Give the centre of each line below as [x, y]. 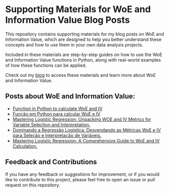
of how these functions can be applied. [46, 65]
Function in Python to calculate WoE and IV [57, 108]
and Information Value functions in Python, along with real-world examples [83, 60]
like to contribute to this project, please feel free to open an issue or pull [80, 179]
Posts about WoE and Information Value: [70, 96]
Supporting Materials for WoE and [78, 9]
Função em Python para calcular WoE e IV [56, 114]
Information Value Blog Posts [68, 20]
